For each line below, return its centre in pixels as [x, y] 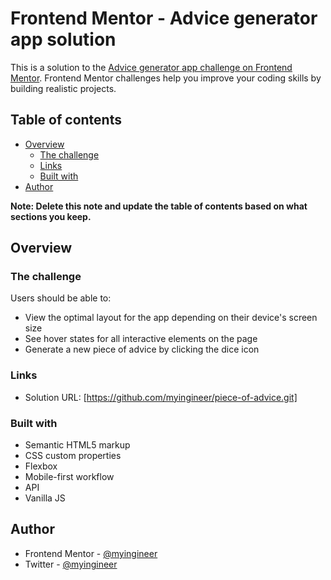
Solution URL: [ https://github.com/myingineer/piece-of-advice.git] [161, 397]
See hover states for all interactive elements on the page [141, 339]
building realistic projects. [63, 88]
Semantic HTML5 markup [77, 445]
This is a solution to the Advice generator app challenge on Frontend [151, 67]
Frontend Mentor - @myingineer [91, 553]
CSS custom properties [73, 456]
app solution [63, 39]
